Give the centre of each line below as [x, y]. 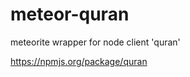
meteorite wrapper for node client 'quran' [95, 42]
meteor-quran [70, 14]
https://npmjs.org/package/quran [79, 61]
